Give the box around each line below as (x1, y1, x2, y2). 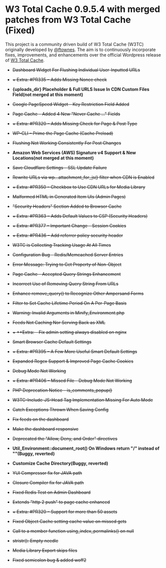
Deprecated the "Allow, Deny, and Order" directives (12, 436, 118, 442)
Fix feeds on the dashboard (12, 416, 69, 422)
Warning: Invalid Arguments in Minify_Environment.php (12, 310, 125, 316)
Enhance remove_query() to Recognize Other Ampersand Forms (12, 290, 144, 296)
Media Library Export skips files (12, 547, 78, 553)
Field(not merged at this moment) (12, 91, 83, 97)
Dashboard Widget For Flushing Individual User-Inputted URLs (12, 66, 140, 73)
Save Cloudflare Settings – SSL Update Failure (12, 164, 107, 170)
